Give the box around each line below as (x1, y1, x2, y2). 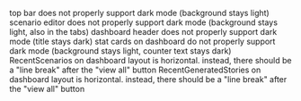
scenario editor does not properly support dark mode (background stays (9, 17, 279, 28)
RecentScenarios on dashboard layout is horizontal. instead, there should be (9, 55, 292, 65)
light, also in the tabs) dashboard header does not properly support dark (9, 27, 278, 37)
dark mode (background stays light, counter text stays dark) (9, 46, 232, 56)
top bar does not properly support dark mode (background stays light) (9, 8, 270, 18)
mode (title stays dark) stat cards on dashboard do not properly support (9, 36, 276, 46)
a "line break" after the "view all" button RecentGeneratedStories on (9, 64, 261, 75)
